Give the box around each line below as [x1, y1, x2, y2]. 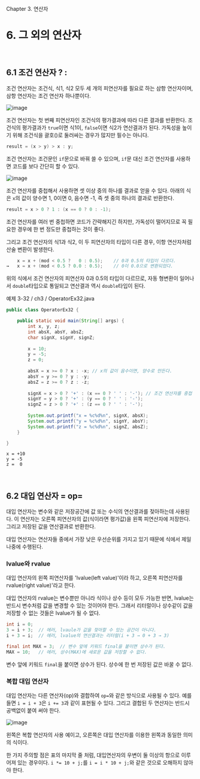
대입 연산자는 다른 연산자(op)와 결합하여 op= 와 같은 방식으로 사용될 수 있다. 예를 [6, 692, 192, 699]
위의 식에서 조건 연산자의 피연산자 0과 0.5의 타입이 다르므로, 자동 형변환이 [6, 275, 178, 282]
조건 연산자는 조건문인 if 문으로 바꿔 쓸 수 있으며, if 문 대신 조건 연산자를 [6, 155, 175, 162]
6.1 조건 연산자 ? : [6, 68, 68, 78]
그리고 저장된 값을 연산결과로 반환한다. [6, 523, 96, 530]
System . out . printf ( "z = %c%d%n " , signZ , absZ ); [28, 423, 149, 430]
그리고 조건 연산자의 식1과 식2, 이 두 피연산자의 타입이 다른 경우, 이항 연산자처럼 [6, 238, 192, 245]
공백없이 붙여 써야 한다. [6, 707, 61, 714]
